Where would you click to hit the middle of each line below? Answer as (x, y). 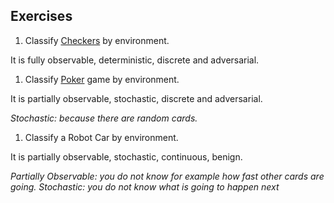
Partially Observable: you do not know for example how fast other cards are (167, 176)
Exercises (41, 16)
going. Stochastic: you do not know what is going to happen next (145, 186)
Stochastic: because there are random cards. (104, 118)
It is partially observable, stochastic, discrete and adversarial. (136, 98)
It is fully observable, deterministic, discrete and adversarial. (135, 60)
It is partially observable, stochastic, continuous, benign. (126, 156)
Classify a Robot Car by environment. (101, 137)
